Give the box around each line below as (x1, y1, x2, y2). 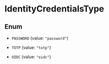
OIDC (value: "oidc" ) (11, 54, 51, 60)
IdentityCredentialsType (4, 3, 105, 14)
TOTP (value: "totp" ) (11, 45, 51, 50)
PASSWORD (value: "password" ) (11, 35, 69, 41)
